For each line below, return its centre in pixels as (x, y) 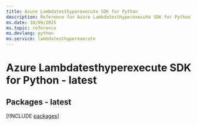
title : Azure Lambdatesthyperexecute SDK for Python (72, 11)
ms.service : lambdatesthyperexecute (51, 39)
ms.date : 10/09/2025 (31, 22)
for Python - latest (51, 80)
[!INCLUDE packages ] (33, 116)
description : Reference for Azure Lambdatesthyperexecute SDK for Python (98, 17)
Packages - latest (39, 102)
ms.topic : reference (31, 28)
